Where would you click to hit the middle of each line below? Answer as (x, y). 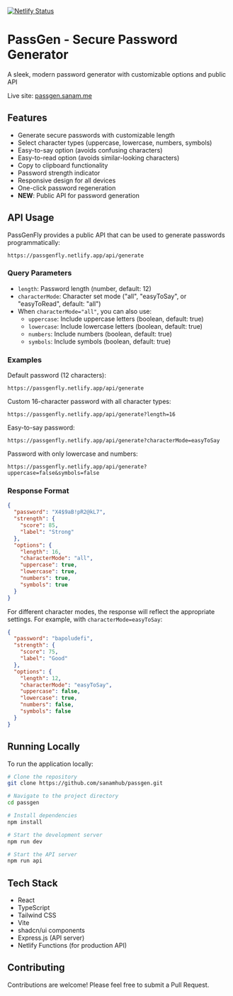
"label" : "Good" (44, 659)
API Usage (31, 218)
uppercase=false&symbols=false (53, 473)
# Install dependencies (42, 816)
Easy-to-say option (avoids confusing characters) (90, 150)
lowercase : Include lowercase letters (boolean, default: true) (115, 326)
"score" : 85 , (39, 525)
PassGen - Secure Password (93, 40)
